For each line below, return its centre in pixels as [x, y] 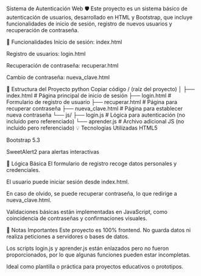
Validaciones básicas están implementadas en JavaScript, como [87, 212]
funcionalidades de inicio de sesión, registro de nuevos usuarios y [89, 24]
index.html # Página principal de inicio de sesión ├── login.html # [89, 95]
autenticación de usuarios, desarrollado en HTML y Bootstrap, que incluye [100, 17]
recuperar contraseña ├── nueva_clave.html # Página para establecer [94, 109]
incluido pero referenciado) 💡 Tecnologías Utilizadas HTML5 [82, 128]
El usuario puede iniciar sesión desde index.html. [68, 182]
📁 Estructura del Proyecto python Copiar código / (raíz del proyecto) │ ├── [100, 89]
